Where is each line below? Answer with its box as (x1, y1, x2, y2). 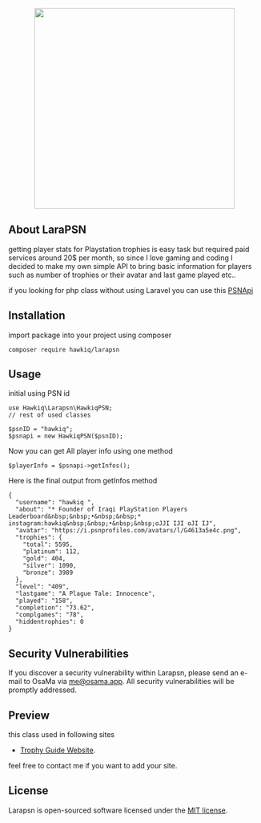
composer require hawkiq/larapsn (8, 345, 120, 353)
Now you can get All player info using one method (8, 446, 174, 456)
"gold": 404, (22, 555, 66, 563)
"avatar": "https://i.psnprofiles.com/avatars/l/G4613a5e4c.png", (15, 527, 242, 535)
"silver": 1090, (22, 562, 78, 570)
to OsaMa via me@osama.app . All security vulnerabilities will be (23, 677, 235, 687)
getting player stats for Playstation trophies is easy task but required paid (8, 244, 250, 254)
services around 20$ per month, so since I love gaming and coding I (8, 253, 234, 263)
